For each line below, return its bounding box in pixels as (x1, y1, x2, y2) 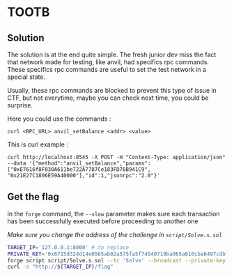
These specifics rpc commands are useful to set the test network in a (7, 66, 207, 73)
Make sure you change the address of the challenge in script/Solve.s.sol (7, 230, 223, 239)
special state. (7, 73, 46, 81)
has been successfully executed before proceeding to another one (7, 217, 198, 225)
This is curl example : (7, 140, 68, 149)
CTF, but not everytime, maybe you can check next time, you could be (7, 93, 209, 102)
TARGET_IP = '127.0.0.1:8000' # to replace (7, 244, 130, 251)
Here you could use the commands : (7, 114, 111, 123)
